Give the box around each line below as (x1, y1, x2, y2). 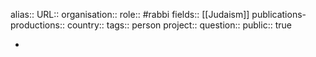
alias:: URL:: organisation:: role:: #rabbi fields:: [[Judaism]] (10, 9, 250, 20)
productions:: (10, 19, 65, 31)
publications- (251, 9, 307, 20)
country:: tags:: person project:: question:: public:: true (66, 19, 292, 31)
